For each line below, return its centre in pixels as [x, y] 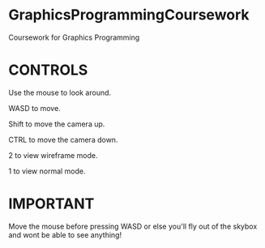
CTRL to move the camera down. [63, 139]
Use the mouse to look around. [60, 92]
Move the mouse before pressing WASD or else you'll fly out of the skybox [133, 226]
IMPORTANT [51, 204]
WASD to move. [34, 108]
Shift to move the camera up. [57, 124]
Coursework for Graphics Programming [74, 37]
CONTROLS [48, 70]
